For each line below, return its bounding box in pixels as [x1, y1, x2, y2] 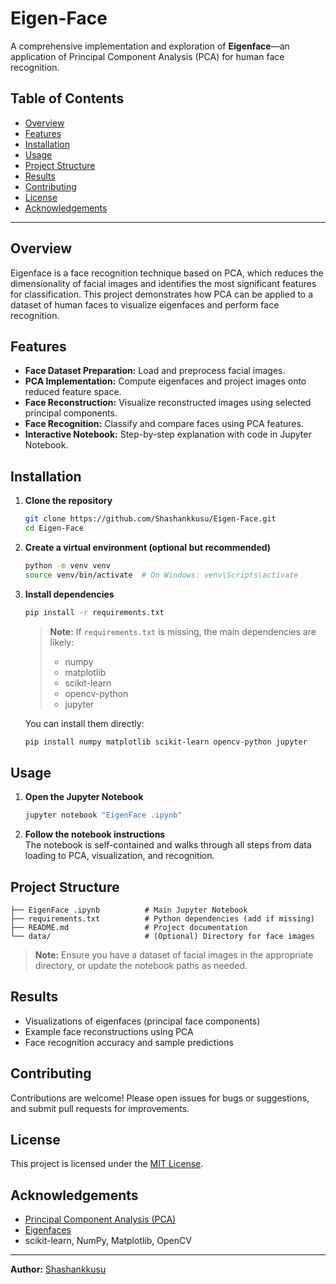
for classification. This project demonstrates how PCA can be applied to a [10, 288, 314, 300]
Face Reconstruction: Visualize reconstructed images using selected [24, 397, 312, 409]
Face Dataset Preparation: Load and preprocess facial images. [24, 365, 286, 377]
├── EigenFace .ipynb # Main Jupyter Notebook [10, 905, 248, 915]
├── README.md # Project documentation [10, 922, 248, 932]
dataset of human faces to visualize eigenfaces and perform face [10, 298, 280, 311]
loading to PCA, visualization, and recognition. [24, 850, 215, 862]
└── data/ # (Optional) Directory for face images [10, 931, 315, 941]
